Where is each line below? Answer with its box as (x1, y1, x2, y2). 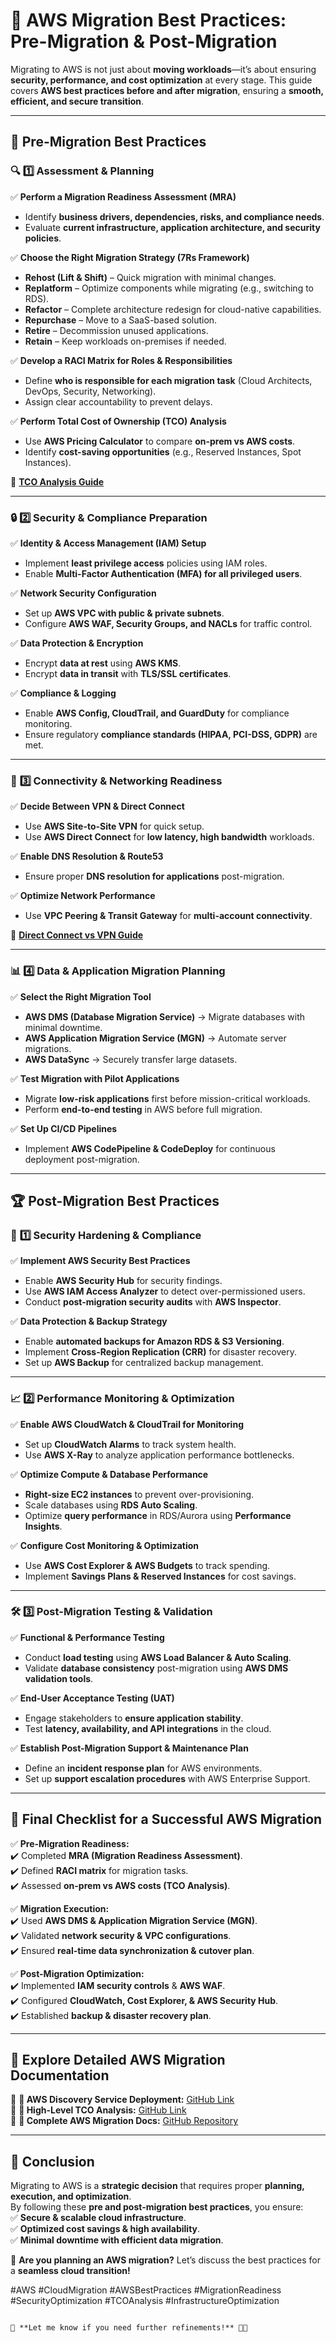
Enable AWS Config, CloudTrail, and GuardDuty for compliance (24, 707, 290, 719)
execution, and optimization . (10, 2190, 132, 2203)
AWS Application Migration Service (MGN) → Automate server (24, 1032, 287, 1044)
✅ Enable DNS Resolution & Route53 (10, 850, 164, 863)
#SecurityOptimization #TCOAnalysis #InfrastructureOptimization (10, 2295, 280, 2307)
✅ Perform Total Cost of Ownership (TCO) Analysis (10, 415, 227, 427)
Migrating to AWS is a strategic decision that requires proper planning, (10, 2180, 305, 2192)
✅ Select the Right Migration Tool (10, 990, 152, 1003)
